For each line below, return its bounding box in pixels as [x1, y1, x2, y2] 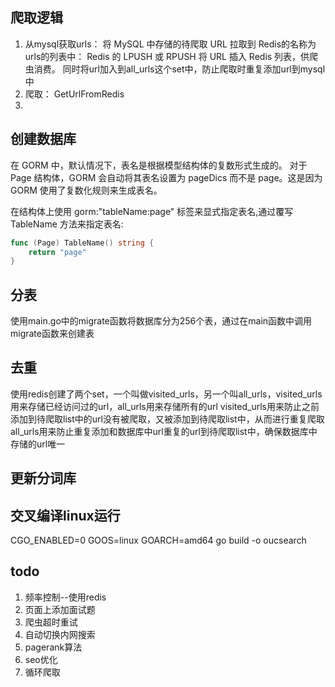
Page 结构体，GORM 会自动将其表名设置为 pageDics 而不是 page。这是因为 [10, 171, 323, 183]
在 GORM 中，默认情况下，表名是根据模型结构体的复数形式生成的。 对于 [10, 159, 308, 171]
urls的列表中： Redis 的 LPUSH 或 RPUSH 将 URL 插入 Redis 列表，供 [24, 50, 310, 62]
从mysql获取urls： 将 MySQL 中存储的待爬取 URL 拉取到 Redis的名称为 [24, 38, 317, 50]
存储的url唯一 [10, 438, 66, 450]
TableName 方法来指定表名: [10, 218, 124, 230]
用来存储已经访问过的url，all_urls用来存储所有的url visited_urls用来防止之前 [10, 400, 320, 412]
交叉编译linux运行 [10, 507, 121, 524]
